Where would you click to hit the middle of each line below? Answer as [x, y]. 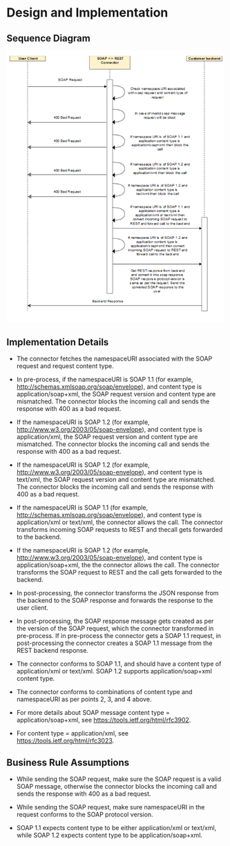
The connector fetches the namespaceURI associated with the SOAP [114, 359]
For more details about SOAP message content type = [93, 713]
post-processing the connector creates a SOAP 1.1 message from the [114, 643]
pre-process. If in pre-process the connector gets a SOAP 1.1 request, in [119, 636]
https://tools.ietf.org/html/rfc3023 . [65, 741]
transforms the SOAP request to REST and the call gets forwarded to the [119, 573]
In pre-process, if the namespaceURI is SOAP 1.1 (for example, [105, 379]
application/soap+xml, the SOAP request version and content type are [116, 394]
